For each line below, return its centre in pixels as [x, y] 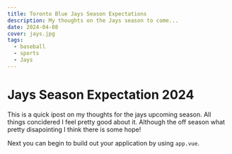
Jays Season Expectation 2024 [101, 94]
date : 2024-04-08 [33, 27]
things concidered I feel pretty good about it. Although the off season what [116, 122]
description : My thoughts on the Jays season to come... [93, 20]
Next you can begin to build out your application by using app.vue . [104, 143]
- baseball [30, 47]
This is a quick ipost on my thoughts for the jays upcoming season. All [109, 114]
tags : [15, 40]
